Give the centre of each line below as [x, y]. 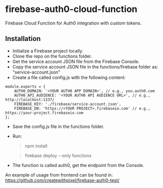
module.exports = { [25, 86]
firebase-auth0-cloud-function [71, 9]
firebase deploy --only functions [58, 155]
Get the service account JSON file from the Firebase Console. [76, 61]
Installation [23, 39]
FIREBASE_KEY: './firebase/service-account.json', [68, 104]
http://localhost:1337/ [30, 99]
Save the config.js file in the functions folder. [58, 126]
